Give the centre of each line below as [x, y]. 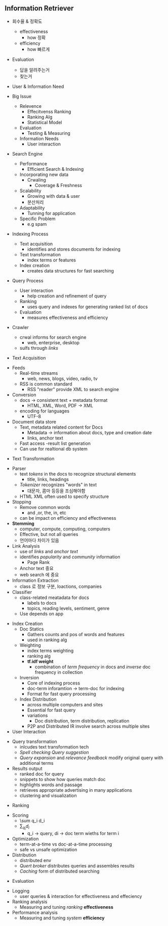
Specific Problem [37, 219]
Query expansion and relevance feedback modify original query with [91, 758]
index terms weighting [50, 650]
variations [37, 715]
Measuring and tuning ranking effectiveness [66, 907]
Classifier [22, 592]
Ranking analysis [30, 902]
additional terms [36, 763]
